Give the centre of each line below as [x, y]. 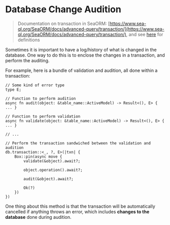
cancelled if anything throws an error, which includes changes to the [77, 211]
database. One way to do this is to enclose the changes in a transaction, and [85, 55]
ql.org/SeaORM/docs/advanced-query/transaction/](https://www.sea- [91, 29]
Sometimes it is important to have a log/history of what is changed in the [81, 49]
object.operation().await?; [53, 170]
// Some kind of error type [35, 85]
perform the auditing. [27, 60]
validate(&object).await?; [52, 161]
